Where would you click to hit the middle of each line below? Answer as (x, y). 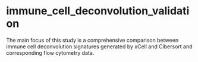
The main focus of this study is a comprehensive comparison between (92, 40)
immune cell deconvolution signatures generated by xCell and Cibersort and (99, 46)
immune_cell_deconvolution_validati (98, 11)
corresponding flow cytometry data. (50, 52)
